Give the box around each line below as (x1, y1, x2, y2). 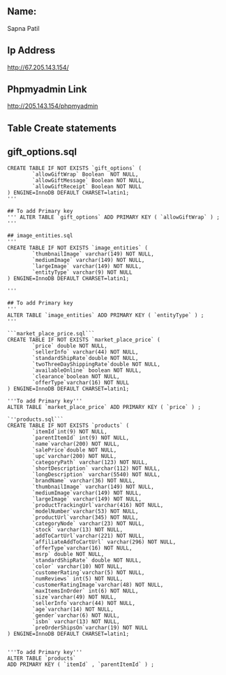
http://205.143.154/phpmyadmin (7, 102, 98, 111)
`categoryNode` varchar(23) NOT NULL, (32, 520, 145, 527)
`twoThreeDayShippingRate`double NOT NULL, (32, 361, 160, 368)
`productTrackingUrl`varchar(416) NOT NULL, (32, 501, 164, 508)
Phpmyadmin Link (7, 83, 87, 95)
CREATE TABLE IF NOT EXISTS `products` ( (7, 422, 130, 429)
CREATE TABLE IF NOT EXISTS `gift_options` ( (7, 165, 142, 172)
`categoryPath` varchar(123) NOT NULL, (32, 459, 149, 466)
